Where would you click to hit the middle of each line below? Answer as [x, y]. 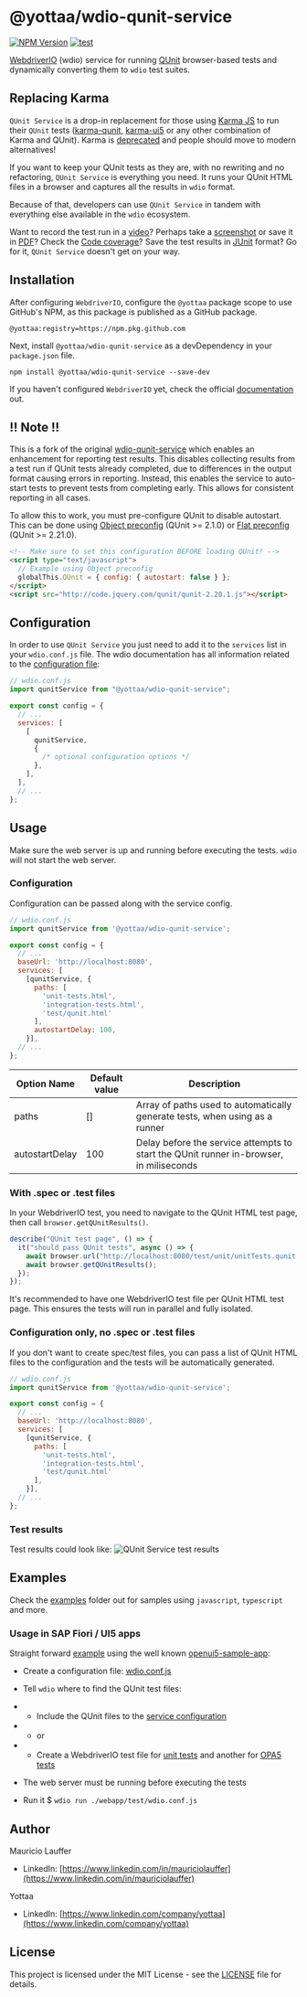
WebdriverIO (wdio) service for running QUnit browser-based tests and [143, 59]
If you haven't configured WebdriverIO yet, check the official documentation [152, 389]
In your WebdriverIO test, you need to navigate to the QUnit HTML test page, [153, 1212]
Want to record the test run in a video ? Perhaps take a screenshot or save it [152, 231]
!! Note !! [35, 427]
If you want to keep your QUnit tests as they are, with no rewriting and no [147, 167]
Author [30, 1829]
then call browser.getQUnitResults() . [79, 1223]
